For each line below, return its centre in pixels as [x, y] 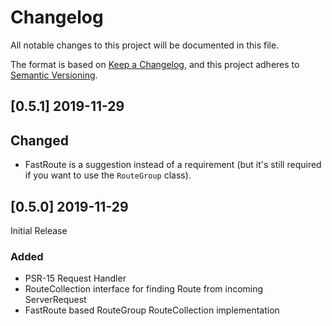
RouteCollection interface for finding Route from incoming [144, 289]
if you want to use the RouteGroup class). [108, 175]
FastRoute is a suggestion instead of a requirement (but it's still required [173, 165]
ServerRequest [55, 300]
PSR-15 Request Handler [75, 278]
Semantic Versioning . [54, 75]
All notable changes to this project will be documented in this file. [145, 45]
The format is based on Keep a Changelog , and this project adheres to [155, 64]
